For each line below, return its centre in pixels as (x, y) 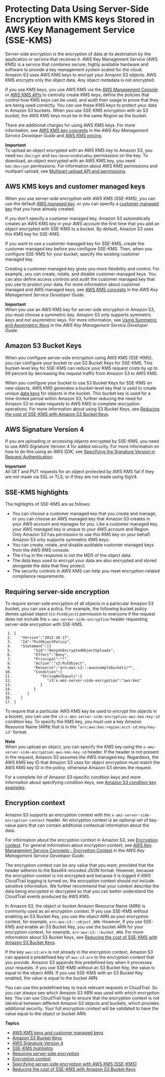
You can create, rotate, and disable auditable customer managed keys (83, 545)
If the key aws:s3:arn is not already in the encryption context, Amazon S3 (79, 952)
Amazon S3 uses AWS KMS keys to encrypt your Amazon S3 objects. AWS (81, 75)
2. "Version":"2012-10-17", (39, 638)
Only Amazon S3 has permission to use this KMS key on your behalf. (82, 535)
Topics (12, 1023)
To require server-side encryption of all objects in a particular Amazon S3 (79, 603)
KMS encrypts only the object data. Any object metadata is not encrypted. (80, 80)
